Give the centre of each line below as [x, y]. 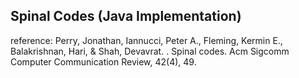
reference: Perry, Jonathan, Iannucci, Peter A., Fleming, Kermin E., [146, 40]
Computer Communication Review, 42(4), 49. [103, 61]
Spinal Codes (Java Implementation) [126, 16]
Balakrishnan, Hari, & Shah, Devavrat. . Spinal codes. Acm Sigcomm [150, 51]
